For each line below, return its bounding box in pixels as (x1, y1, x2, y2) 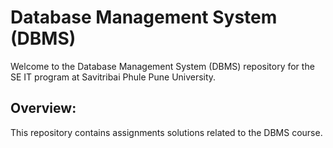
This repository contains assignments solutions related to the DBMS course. (10, 126, 323, 138)
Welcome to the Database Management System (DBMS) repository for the (10, 60, 315, 72)
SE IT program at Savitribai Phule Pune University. (10, 71, 217, 83)
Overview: (10, 100, 77, 117)
